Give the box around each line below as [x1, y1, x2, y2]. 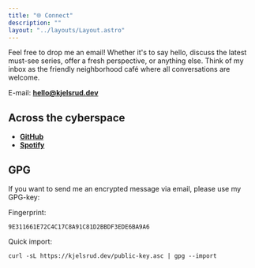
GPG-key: [8, 192, 40, 202]
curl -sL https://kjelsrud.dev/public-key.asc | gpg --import [8, 252, 217, 260]
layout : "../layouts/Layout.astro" [8, 26, 126, 34]
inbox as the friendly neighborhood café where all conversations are [8, 65, 231, 74]
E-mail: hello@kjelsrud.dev [8, 88, 99, 98]
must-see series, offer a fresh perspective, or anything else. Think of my [8, 56, 244, 65]
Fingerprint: [8, 208, 47, 217]
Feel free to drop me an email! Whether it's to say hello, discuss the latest [8, 48, 247, 58]
